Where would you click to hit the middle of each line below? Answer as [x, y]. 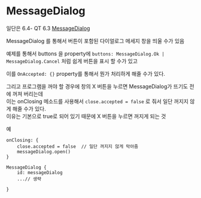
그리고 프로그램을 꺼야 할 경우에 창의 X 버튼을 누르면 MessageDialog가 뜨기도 [97, 86]
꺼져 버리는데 [28, 94]
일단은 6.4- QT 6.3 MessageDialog [48, 28]
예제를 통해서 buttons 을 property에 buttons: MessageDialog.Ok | [85, 53]
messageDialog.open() [44, 151]
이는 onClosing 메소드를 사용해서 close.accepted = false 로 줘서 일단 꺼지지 [98, 101]
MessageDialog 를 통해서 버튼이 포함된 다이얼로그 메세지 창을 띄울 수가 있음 [95, 41]
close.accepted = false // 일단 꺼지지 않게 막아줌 [78, 146]
